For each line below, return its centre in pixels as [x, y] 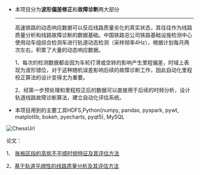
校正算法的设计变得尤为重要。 [51, 77]
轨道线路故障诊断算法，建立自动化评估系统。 [70, 97]
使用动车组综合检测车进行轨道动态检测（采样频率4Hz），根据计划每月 [99, 42]
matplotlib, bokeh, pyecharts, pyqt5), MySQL [70, 117]
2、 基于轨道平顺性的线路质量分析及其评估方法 [62, 166]
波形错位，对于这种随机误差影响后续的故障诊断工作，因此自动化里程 [109, 70]
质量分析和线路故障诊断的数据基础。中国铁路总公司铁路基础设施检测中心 [103, 35]
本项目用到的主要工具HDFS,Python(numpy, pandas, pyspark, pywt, [97, 110]
